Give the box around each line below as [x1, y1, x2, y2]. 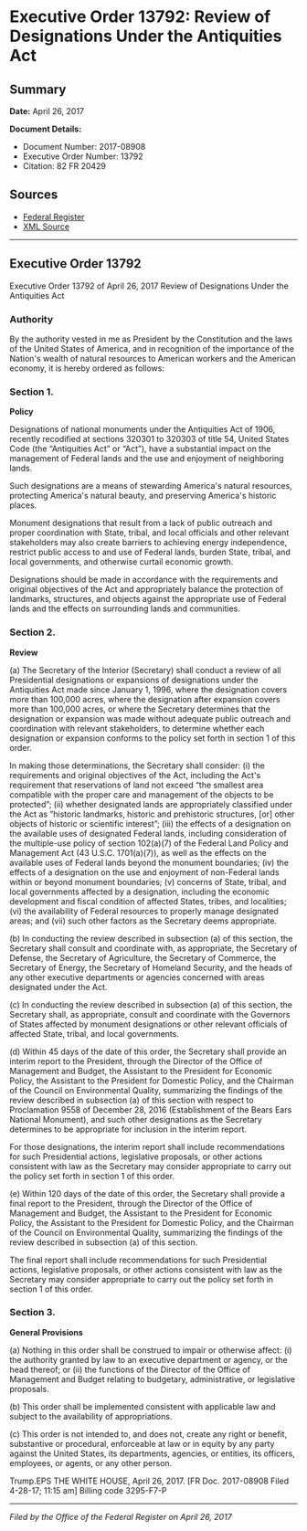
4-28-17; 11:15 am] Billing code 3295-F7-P [9, 1484, 167, 1495]
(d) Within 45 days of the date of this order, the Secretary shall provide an [9, 1046, 288, 1057]
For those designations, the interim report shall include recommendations [9, 1141, 285, 1152]
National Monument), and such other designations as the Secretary [9, 1114, 262, 1124]
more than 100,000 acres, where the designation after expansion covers [9, 693, 281, 704]
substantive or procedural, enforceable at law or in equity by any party [9, 1438, 275, 1449]
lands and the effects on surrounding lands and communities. [9, 603, 240, 614]
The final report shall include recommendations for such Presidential [9, 1254, 268, 1265]
